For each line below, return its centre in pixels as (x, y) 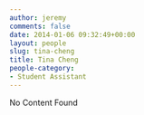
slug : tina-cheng (42, 52)
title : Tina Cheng (44, 60)
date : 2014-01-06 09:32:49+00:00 (72, 34)
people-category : (42, 69)
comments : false (40, 26)
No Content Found (44, 102)
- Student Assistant (48, 77)
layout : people (38, 43)
